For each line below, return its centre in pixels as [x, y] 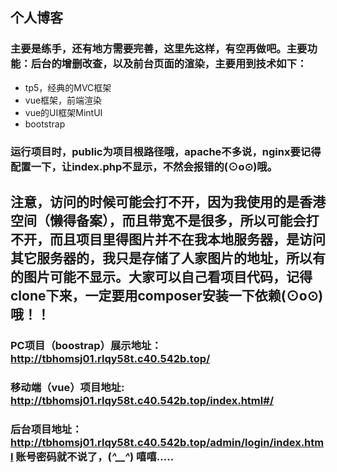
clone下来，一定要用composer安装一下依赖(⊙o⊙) [167, 296]
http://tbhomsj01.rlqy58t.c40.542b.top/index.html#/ [142, 400]
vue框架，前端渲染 [63, 100]
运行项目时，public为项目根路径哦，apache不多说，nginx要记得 [166, 151]
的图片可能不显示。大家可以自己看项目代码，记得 [161, 277]
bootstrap [45, 124]
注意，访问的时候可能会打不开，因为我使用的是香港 [168, 202]
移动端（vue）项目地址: [67, 387]
